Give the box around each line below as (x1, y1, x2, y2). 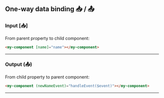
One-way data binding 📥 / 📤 (5, 5, 95, 13)
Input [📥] (5, 22, 28, 29)
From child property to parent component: (5, 74, 90, 80)
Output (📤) (5, 61, 33, 68)
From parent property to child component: (5, 35, 90, 41)
